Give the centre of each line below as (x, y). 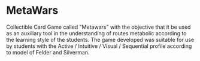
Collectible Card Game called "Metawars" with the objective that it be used (99, 27)
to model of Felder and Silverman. (48, 52)
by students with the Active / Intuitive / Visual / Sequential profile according (99, 46)
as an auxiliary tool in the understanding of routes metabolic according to (96, 33)
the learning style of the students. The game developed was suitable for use (100, 39)
